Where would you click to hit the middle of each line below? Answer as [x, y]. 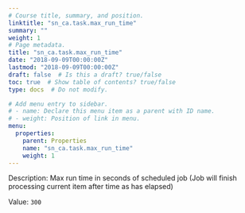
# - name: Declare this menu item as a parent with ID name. [112, 111]
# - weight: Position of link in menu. [74, 119]
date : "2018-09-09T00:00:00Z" [58, 60]
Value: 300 [25, 202]
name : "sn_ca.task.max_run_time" [78, 148]
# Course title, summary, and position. [76, 15]
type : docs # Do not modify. [58, 89]
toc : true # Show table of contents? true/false [92, 82]
